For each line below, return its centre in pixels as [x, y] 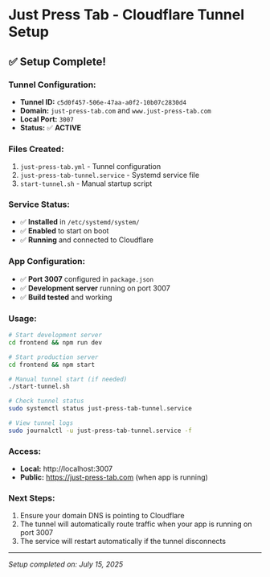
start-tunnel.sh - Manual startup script [86, 183]
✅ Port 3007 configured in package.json [87, 278]
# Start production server [53, 357]
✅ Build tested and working [66, 297]
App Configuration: [47, 262]
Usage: [23, 318]
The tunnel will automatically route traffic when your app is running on [136, 524]
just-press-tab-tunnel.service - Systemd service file [109, 175]
